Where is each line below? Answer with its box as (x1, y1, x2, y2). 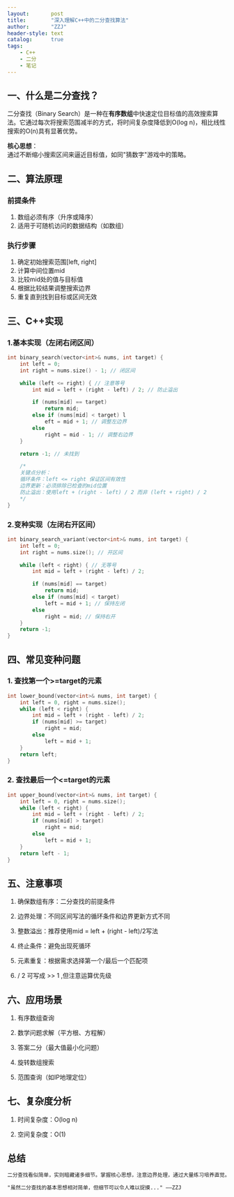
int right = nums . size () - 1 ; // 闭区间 (19, 367, 136, 374)
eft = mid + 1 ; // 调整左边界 (44, 418, 127, 426)
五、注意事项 (7, 877, 63, 889)
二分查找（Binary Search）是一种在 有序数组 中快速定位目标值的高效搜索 (7, 110, 212, 118)
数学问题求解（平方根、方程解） (17, 1029, 109, 1037)
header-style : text (7, 29, 64, 37)
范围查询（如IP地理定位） (17, 1073, 91, 1082)
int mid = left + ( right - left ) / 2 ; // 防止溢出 (32, 386, 178, 393)
